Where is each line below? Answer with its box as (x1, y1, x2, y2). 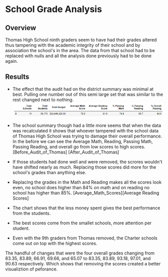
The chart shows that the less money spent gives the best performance (12, 205, 160, 211)
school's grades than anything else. (12, 169, 87, 175)
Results (5, 73, 30, 81)
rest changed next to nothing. (12, 96, 74, 102)
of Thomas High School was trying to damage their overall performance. (12, 133, 162, 139)
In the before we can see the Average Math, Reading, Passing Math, (12, 138, 153, 144)
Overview (5, 24, 37, 32)
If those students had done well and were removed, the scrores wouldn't (12, 159, 162, 165)
